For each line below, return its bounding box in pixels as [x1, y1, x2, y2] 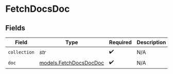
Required [109, 39, 132, 46]
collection [8, 49, 34, 55]
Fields [5, 24, 26, 32]
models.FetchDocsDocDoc [39, 59, 105, 66]
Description [136, 39, 166, 46]
